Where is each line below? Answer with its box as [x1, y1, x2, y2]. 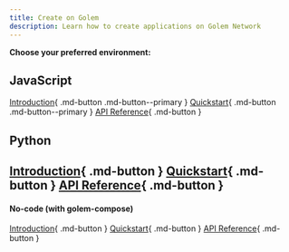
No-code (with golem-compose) [9, 203, 134, 214]
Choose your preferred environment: [9, 46, 151, 57]
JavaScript [9, 73, 72, 88]
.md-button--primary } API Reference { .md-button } [9, 106, 202, 118]
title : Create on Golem [9, 13, 100, 23]
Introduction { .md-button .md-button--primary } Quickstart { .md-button [9, 97, 276, 108]
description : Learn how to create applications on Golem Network [9, 22, 261, 31]
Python [9, 132, 52, 148]
